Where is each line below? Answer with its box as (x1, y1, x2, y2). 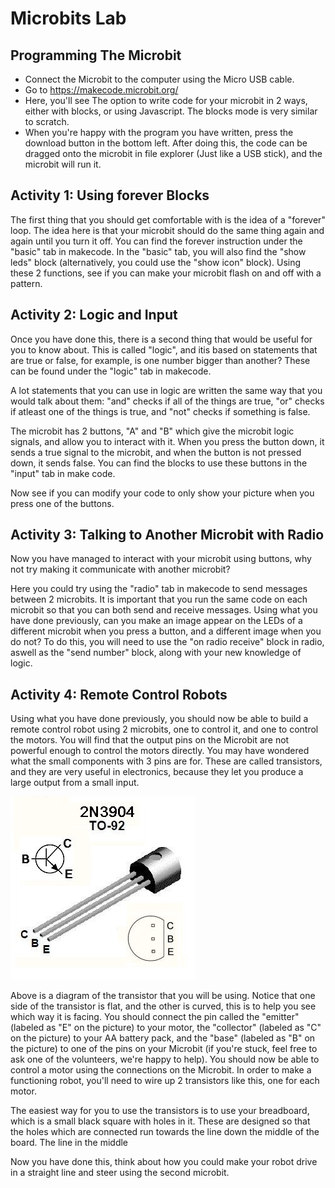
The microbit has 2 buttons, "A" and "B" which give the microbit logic (10, 425, 295, 437)
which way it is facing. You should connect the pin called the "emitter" (10, 1011, 300, 1023)
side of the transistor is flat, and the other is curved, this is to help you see (10, 1000, 317, 1012)
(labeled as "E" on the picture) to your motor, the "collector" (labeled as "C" (10, 1022, 322, 1034)
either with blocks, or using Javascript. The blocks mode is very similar (24, 105, 318, 117)
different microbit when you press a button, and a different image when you (10, 625, 322, 637)
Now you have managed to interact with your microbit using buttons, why (10, 553, 312, 565)
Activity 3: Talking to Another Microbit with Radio (10, 527, 325, 544)
